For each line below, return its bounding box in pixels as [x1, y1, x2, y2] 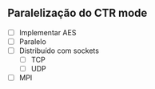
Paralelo [18, 36, 47, 47]
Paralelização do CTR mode [7, 6, 148, 20]
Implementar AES [18, 27, 77, 37]
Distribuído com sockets [18, 46, 99, 55]
